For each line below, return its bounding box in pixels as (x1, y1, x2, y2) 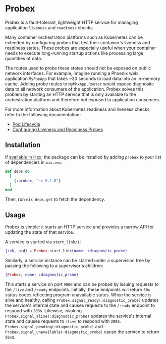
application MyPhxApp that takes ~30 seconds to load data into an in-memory (5, 75, 160, 81)
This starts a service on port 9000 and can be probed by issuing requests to (5, 281, 159, 287)
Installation (5, 141, 41, 149)
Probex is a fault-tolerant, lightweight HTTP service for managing (5, 19, 138, 25)
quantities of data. (5, 55, 42, 61)
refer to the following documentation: (5, 111, 81, 117)
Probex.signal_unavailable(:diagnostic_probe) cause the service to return (5, 329, 160, 335)
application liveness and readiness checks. (5, 24, 94, 30)
